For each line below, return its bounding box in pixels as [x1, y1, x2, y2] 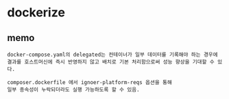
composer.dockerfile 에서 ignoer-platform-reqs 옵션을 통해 [7, 79, 173, 86]
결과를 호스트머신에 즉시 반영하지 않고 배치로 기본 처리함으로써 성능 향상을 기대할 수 [7, 59, 215, 66]
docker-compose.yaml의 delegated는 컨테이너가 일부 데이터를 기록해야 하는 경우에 [7, 51, 218, 58]
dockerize [7, 5, 65, 20]
